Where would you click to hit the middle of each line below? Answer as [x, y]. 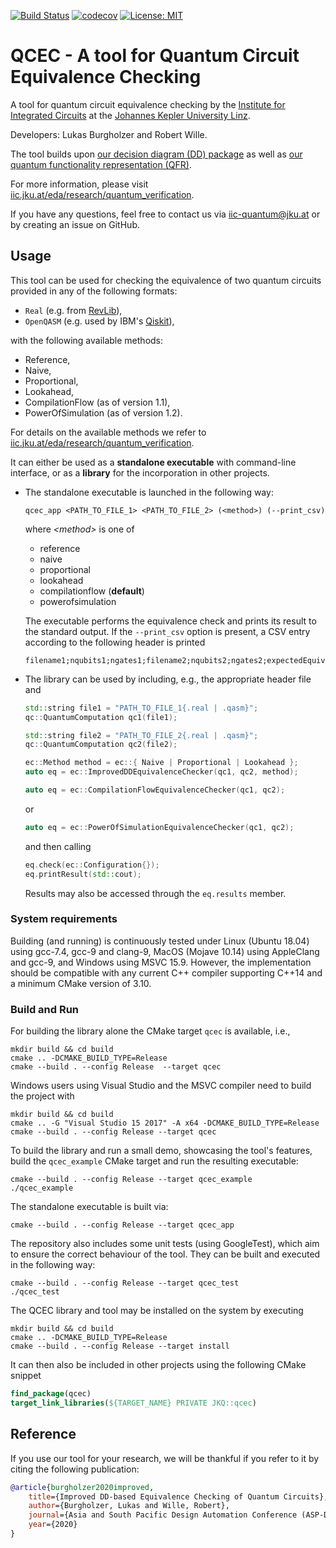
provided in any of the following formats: [94, 291]
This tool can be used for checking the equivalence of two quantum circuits [166, 280]
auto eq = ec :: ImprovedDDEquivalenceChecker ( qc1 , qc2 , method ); [161, 772]
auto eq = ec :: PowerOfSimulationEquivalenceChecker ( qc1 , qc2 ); [159, 827]
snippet [26, 1376]
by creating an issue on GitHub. [75, 224]
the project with [42, 1096]
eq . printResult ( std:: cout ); [83, 874]
